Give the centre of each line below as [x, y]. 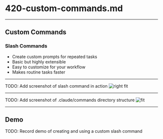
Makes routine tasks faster [39, 72]
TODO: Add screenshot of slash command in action [56, 86]
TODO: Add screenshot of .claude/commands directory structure [70, 100]
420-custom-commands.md [64, 8]
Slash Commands [26, 46]
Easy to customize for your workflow [49, 67]
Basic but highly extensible [39, 62]
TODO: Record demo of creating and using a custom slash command [74, 131]
